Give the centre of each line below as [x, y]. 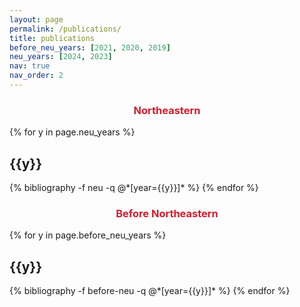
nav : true [30, 66]
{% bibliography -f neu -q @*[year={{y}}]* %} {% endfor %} [134, 187]
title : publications [52, 38]
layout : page [36, 19]
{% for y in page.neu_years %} [72, 132]
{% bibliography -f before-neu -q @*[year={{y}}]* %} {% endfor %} [150, 291]
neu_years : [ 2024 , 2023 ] [61, 57]
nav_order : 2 [36, 76]
